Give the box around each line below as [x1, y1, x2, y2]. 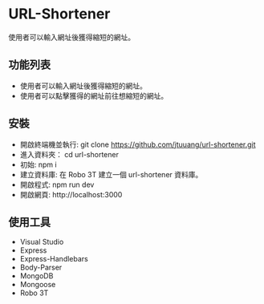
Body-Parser [19, 262, 63, 273]
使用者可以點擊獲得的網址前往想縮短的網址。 [19, 91, 169, 100]
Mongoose [19, 280, 56, 290]
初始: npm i [19, 160, 58, 169]
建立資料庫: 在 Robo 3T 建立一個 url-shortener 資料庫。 [19, 169, 203, 179]
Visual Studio [19, 237, 64, 247]
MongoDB [19, 271, 54, 281]
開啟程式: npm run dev [19, 180, 95, 189]
